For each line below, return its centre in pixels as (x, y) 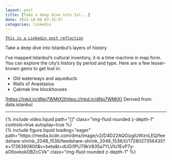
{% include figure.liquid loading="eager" (48, 130)
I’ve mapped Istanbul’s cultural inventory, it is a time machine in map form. (83, 58)
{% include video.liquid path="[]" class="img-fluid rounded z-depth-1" (80, 119)
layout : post (19, 10)
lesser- (158, 63)
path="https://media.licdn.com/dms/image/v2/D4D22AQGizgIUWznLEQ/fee (85, 135)
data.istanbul (19, 105)
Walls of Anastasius (34, 84)
